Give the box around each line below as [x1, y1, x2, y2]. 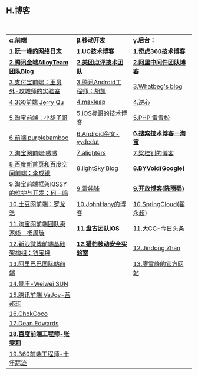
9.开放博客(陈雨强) [133, 184, 184, 193]
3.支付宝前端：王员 [9, 78, 62, 86]
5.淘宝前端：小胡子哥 [9, 113, 68, 122]
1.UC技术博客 [76, 47, 115, 55]
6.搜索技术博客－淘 [133, 129, 186, 137]
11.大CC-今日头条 [133, 224, 184, 232]
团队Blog [9, 67, 34, 75]
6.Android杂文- [76, 129, 120, 138]
